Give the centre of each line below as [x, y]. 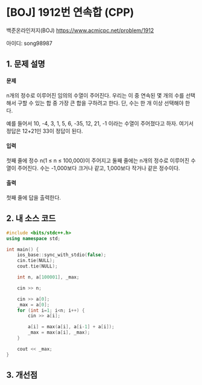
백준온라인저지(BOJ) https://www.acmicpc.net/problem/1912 [80, 30]
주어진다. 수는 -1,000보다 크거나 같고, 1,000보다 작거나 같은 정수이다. [99, 168]
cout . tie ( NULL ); [38, 266]
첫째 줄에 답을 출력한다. [34, 197]
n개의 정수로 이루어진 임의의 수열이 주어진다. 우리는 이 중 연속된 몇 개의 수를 [95, 95]
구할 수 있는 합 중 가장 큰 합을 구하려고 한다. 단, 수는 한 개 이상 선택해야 [100, 103]
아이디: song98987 [29, 43]
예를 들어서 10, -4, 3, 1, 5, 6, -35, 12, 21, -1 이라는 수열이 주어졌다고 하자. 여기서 [100, 123]
